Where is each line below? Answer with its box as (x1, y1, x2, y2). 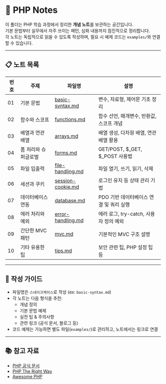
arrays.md (54, 132, 79, 139)
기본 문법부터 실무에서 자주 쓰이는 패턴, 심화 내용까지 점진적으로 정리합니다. (5, 27, 150, 34)
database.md (54, 197, 85, 204)
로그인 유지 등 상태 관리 (98, 177, 150, 184)
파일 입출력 (20, 165, 45, 172)
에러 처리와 (20, 210, 45, 217)
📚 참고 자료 (5, 346, 40, 355)
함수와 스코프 (20, 116, 49, 123)
